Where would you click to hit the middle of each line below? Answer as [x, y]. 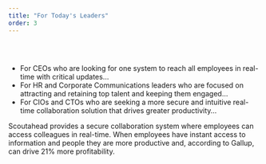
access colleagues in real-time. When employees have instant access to [127, 135]
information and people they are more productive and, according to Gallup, [131, 143]
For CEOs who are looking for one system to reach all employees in [130, 68]
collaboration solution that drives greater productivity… [127, 111]
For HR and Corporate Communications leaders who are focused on [132, 85]
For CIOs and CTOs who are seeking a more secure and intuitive [125, 102]
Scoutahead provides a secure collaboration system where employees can [131, 126]
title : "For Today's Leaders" [59, 16]
